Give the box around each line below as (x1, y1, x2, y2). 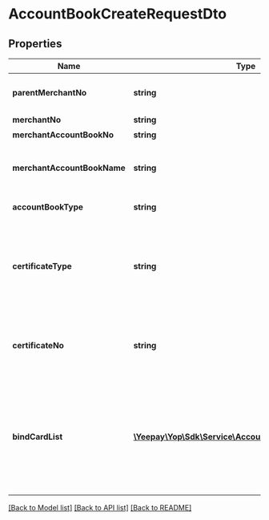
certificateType (12, 261, 72, 271)
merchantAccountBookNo (12, 129, 114, 140)
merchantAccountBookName (12, 162, 126, 173)
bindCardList (12, 431, 63, 442)
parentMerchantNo (12, 87, 87, 98)
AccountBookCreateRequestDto (8, 5, 227, 23)
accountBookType (12, 201, 84, 213)
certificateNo (12, 340, 64, 351)
